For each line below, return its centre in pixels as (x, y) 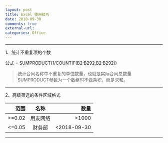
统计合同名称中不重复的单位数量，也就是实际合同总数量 (74, 73)
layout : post (19, 10)
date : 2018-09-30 (23, 19)
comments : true (21, 24)
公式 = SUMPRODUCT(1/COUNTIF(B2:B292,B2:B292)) (61, 63)
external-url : (20, 28)
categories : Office (25, 33)
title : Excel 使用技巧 (27, 14)
